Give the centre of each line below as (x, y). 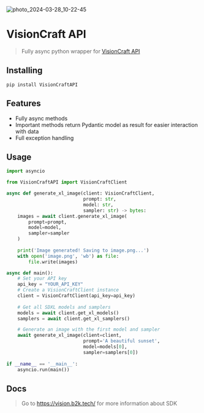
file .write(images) (53, 262)
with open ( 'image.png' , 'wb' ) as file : (68, 256)
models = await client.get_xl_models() (68, 313)
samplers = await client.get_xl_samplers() (74, 318)
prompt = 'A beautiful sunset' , (122, 341)
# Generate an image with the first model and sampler (89, 330)
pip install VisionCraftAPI (42, 85)
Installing (25, 71)
